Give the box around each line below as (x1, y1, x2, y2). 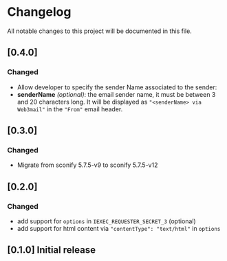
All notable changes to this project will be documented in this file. (7, 27, 193, 35)
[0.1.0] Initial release (7, 245, 96, 256)
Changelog (7, 4, 72, 20)
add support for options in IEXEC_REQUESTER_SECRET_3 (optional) (17, 217, 196, 225)
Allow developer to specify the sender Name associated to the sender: (17, 83, 217, 91)
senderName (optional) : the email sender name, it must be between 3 (17, 90, 216, 98)
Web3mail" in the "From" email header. (17, 104, 123, 113)
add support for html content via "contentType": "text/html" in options (17, 225, 221, 232)
